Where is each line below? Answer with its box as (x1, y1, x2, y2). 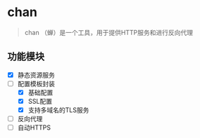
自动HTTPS (17, 123, 51, 132)
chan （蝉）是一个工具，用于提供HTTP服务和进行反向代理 (24, 28, 194, 36)
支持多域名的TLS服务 (27, 106, 89, 114)
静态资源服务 (17, 71, 55, 79)
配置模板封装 (17, 79, 55, 88)
